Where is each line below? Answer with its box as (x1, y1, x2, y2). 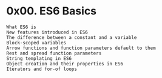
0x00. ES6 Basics (6, 4, 97, 18)
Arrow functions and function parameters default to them (6, 45, 156, 51)
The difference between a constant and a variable (6, 34, 137, 40)
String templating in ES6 (6, 55, 72, 61)
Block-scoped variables (6, 40, 67, 46)
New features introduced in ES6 (6, 29, 88, 35)
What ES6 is (6, 24, 36, 30)
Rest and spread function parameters (6, 50, 102, 56)
